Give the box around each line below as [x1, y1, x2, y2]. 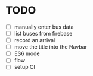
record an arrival [14, 37, 55, 44]
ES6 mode [14, 50, 40, 57]
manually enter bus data [14, 23, 74, 30]
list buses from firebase [14, 30, 73, 37]
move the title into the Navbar [14, 43, 88, 50]
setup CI [14, 64, 35, 71]
